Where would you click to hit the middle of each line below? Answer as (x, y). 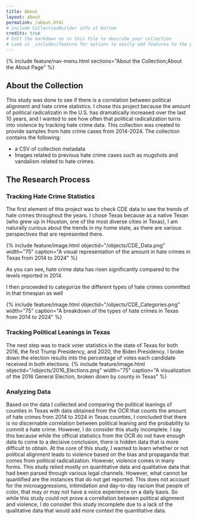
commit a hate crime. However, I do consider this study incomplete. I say (94, 429)
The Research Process (48, 180)
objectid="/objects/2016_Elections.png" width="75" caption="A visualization (98, 370)
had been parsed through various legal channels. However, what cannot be (97, 473)
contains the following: (33, 137)
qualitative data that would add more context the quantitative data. (86, 510)
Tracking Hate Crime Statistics (50, 196)
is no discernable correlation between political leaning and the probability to (98, 423)
